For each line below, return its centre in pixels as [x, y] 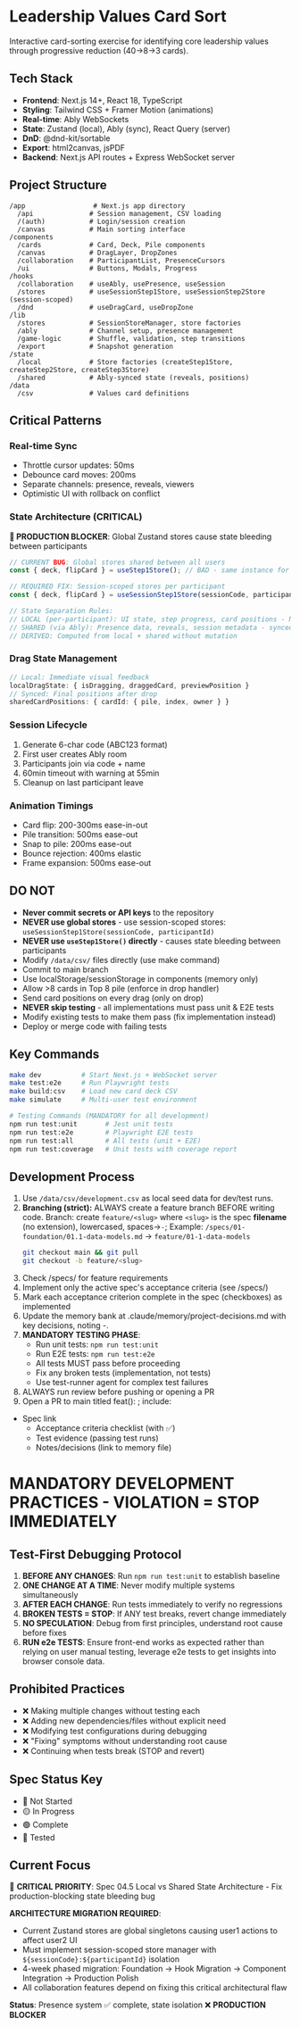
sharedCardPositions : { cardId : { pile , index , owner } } [119, 702]
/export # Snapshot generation [96, 346]
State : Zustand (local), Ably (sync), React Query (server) [126, 129]
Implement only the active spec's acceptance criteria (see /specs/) [145, 1288]
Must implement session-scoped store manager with [119, 1950]
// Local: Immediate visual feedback [79, 677]
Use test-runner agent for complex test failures [122, 1382]
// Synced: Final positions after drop [83, 694]
